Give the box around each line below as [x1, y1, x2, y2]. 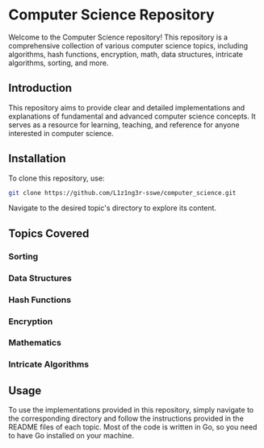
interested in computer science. [8, 128, 115, 138]
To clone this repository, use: [8, 173, 105, 183]
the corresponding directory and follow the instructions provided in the [8, 413, 244, 424]
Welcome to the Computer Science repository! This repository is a [8, 32, 228, 42]
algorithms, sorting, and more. [8, 58, 109, 68]
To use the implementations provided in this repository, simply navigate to [8, 405, 254, 415]
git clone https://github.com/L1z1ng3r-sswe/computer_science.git [8, 189, 237, 197]
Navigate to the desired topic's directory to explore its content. [8, 203, 216, 213]
